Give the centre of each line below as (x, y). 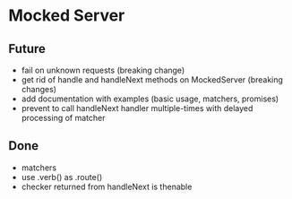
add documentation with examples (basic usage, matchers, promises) (150, 99)
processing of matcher (63, 118)
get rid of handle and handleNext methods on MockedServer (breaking (152, 80)
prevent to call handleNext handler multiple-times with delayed (137, 108)
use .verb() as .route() (62, 177)
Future (27, 49)
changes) (39, 89)
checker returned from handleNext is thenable (107, 186)
